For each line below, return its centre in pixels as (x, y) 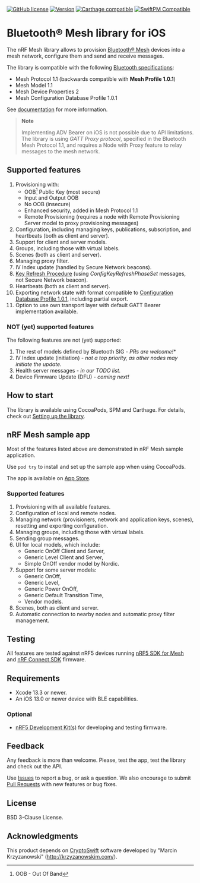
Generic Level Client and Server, (64, 557)
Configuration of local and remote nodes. (66, 513)
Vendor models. (44, 601)
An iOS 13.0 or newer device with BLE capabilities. (77, 699)
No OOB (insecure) (47, 204)
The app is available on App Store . (49, 478)
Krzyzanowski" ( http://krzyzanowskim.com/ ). (62, 856)
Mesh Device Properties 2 (47, 92)
